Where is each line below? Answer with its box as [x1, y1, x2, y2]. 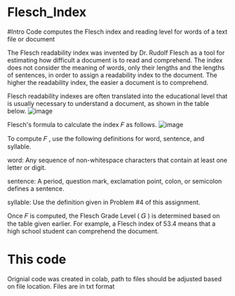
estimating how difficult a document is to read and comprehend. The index [7, 55, 223, 64]
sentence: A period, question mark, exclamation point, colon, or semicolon [7, 177, 222, 185]
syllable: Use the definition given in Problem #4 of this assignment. [7, 198, 201, 206]
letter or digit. [7, 163, 47, 172]
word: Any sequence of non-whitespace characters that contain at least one [7, 156, 228, 164]
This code [7, 252, 67, 267]
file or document [7, 34, 55, 43]
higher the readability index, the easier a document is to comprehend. [7, 78, 209, 86]
